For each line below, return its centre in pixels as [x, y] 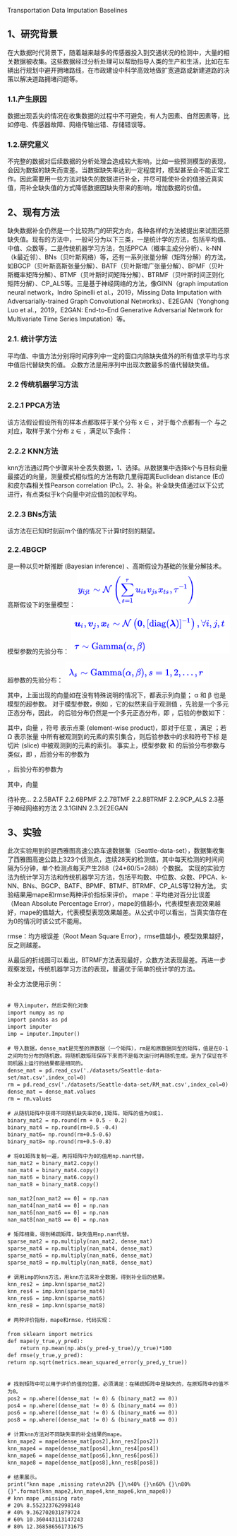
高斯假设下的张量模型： [41, 604]
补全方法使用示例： [35, 984]
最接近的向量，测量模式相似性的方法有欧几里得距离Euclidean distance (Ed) [116, 477]
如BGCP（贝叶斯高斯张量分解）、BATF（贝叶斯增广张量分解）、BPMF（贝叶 [116, 266]
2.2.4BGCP [27, 550]
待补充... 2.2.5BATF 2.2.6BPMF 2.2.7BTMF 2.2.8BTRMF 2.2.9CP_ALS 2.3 [113, 799]
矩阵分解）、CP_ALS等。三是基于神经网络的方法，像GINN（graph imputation [118, 284]
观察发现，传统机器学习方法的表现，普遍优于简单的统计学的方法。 [103, 969]
